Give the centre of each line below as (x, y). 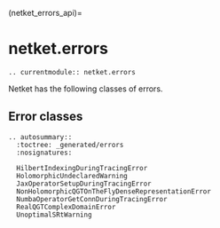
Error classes (46, 117)
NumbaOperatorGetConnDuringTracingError (92, 199)
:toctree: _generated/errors (70, 145)
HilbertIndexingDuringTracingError (82, 168)
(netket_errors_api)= (45, 13)
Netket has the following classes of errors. (86, 89)
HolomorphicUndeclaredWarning (72, 176)
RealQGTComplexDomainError (66, 207)
